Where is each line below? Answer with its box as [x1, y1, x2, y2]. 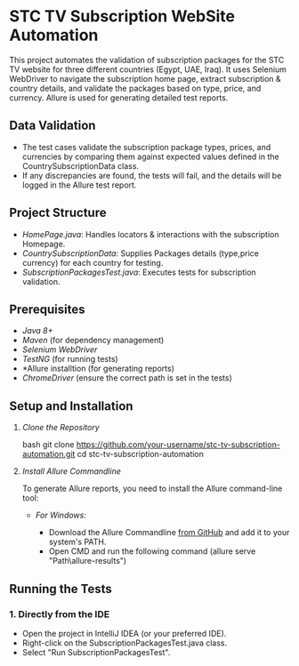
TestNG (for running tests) [21, 354, 118, 365]
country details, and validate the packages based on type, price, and [9, 83, 262, 93]
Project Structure [9, 205, 107, 221]
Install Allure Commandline [21, 466, 122, 477]
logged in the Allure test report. [21, 180, 137, 190]
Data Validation [9, 118, 96, 133]
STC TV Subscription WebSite [9, 6, 236, 27]
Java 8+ [21, 325, 53, 336]
